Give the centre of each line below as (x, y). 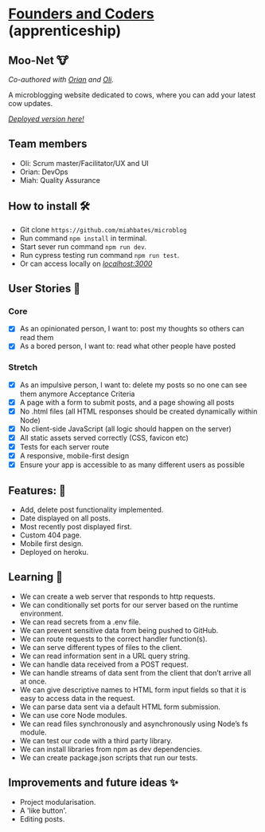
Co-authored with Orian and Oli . (61, 79)
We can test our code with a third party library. (96, 740)
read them (37, 338)
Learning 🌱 (36, 577)
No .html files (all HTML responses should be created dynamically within (138, 411)
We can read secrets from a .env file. (80, 622)
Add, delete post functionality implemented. (92, 510)
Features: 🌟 (37, 491)
